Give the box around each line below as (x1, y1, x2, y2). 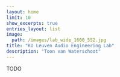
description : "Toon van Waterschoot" (6, 49, 101, 55)
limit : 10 (6, 15, 31, 21)
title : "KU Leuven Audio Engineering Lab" (6, 43, 115, 49)
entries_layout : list (6, 25, 61, 32)
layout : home (6, 8, 39, 15)
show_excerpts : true (6, 20, 58, 26)
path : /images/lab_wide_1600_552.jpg (11, 37, 107, 43)
